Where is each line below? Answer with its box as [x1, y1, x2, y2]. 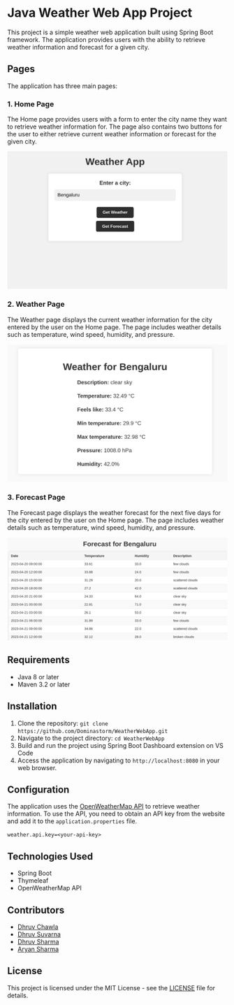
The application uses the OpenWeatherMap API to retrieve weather [7, 802, 200, 811]
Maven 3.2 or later [17, 680, 71, 688]
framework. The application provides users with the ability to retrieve [7, 35, 206, 43]
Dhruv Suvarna [17, 930, 61, 938]
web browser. [17, 763, 57, 772]
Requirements [7, 654, 70, 666]
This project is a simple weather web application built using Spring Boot [7, 28, 214, 36]
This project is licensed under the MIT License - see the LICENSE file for [7, 983, 215, 992]
